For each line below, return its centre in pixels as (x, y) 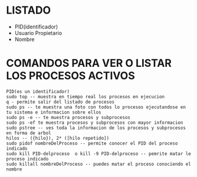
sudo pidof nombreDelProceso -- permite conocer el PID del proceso (92, 143)
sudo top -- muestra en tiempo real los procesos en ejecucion (86, 96)
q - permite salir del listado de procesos (60, 102)
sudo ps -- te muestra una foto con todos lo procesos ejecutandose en (96, 107)
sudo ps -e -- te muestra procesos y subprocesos (68, 117)
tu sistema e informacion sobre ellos (54, 112)
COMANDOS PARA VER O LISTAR (89, 63)
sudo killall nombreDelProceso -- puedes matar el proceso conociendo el (99, 164)
